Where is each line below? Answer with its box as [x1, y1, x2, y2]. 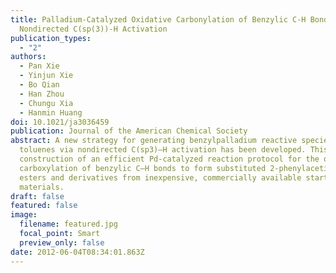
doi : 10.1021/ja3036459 [10, 117, 110, 127]
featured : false [10, 201, 78, 211]
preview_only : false [19, 237, 105, 248]
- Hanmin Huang [19, 107, 83, 118]
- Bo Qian [19, 80, 60, 90]
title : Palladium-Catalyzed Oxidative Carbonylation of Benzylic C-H [10, 14, 307, 25]
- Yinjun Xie [19, 71, 74, 81]
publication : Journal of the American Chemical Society [10, 126, 248, 136]
